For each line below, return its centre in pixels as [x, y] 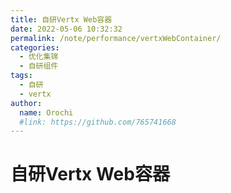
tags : [21, 76]
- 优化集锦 [39, 57]
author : [26, 103]
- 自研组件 [39, 66]
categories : [35, 47]
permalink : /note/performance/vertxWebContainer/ [116, 38]
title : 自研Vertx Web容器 [61, 19]
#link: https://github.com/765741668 [98, 122]
